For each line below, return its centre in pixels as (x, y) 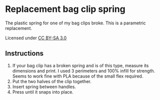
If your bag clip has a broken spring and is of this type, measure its (80, 65)
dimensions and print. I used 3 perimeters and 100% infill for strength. (83, 71)
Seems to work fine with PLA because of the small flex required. (78, 76)
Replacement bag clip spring (65, 9)
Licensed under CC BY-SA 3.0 (36, 38)
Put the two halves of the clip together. (52, 81)
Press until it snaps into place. (43, 92)
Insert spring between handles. (44, 87)
